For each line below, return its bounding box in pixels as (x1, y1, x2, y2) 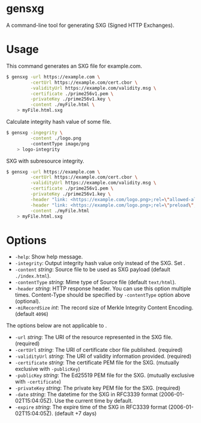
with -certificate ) (14, 378, 62, 385)
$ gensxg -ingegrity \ (6, 130, 63, 136)
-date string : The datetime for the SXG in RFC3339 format (14, 391, 158, 398)
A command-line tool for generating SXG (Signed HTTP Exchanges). (6, 22, 175, 29)
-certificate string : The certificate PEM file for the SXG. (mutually (14, 359, 179, 366)
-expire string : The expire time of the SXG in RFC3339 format (14, 403, 167, 411)
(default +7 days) (54, 410, 97, 417)
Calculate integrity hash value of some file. (6, 118, 112, 125)
